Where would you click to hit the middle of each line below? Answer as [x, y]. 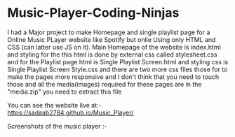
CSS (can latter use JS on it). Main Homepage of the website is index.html [114, 47]
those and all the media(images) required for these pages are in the [105, 84]
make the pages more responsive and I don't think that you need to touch [113, 77]
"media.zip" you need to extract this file [65, 92]
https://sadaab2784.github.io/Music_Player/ [70, 113]
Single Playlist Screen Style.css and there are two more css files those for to [117, 69]
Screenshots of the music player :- [57, 126]
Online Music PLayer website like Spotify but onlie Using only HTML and [112, 39]
